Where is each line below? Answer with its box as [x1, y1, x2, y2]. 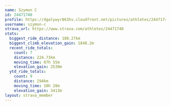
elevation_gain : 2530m [14, 64, 62, 69]
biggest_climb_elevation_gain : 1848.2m [9, 41, 94, 46]
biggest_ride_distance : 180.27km [9, 36, 81, 41]
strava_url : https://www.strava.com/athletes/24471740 [5, 26, 124, 32]
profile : [5, 17, 23, 22]
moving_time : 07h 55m [14, 60, 60, 65]
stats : [5, 31, 19, 36]
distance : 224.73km [14, 55, 56, 60]
